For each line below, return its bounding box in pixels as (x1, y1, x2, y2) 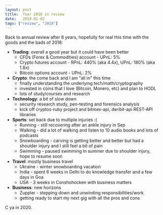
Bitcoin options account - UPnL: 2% (19, 70, 92, 76)
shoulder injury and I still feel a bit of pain (19, 143, 103, 149)
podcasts (19, 133, 39, 138)
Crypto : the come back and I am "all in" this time (12, 75, 111, 81)
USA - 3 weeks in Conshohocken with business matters (19, 180, 132, 186)
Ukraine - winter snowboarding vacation (19, 164, 101, 170)
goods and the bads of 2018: (5, 40, 63, 46)
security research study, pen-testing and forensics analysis (19, 101, 140, 107)
